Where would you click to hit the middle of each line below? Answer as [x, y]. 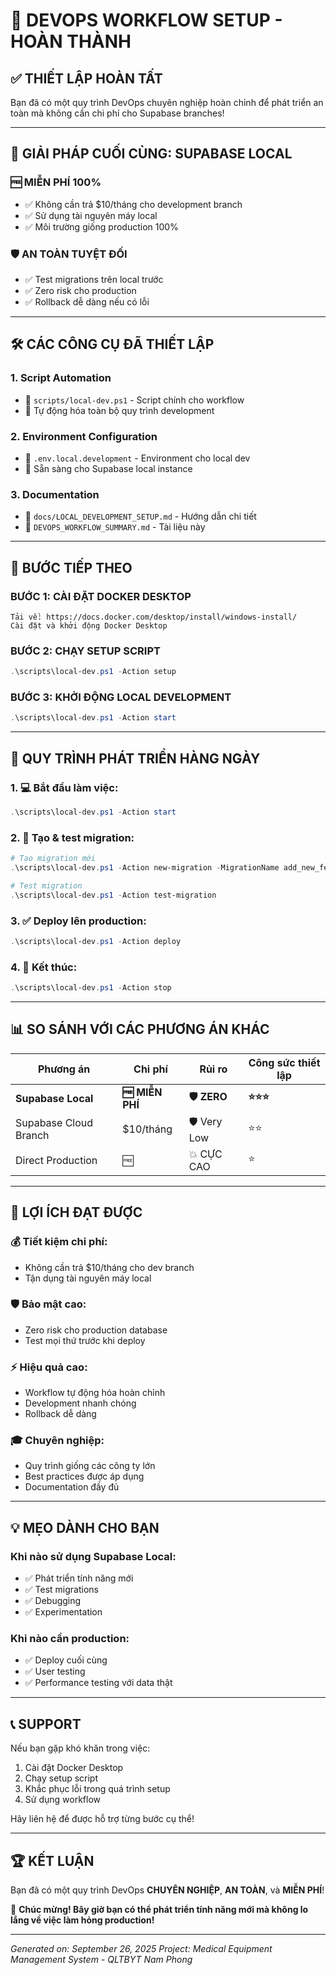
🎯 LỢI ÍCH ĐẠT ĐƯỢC [76, 1212]
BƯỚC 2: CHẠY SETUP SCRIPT [85, 651]
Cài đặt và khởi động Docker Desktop [89, 625]
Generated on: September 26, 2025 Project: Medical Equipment [141, 1948]
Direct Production [56, 1160]
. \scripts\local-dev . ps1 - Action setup [93, 672]
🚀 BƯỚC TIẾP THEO [71, 567]
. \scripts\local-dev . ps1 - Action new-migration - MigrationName [145, 868]
